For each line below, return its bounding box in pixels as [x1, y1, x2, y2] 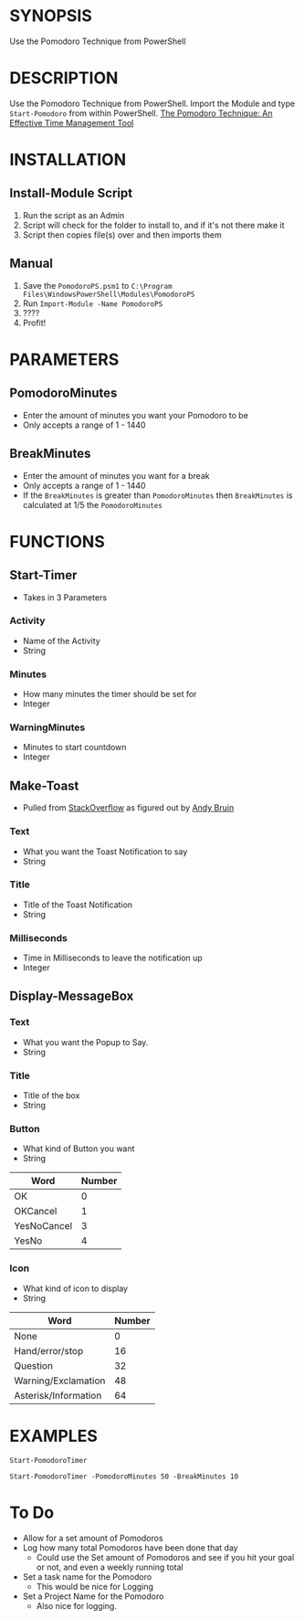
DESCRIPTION [9, 68, 119, 89]
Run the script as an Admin [22, 209, 125, 220]
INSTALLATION [9, 150, 126, 170]
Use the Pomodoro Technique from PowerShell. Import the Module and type [9, 98, 296, 109]
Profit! [22, 317, 47, 328]
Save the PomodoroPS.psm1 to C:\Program [22, 280, 173, 291]
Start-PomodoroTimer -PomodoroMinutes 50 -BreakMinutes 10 [9, 1472, 239, 1481]
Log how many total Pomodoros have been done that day [22, 1541, 239, 1553]
